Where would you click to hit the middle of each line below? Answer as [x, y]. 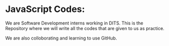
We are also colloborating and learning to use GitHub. [61, 38]
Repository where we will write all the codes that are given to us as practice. [85, 28]
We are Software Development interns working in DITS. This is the [74, 23]
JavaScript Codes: [45, 9]
